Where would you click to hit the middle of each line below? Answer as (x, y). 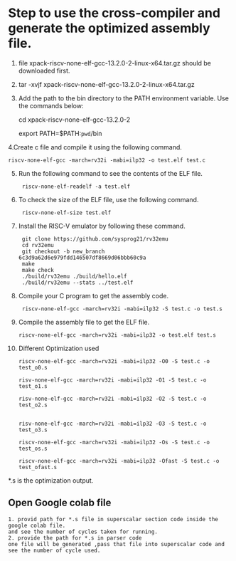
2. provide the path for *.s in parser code (75, 538)
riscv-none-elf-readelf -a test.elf (76, 187)
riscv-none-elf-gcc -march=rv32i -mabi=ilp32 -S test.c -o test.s (122, 309)
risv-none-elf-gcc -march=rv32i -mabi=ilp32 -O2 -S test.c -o (112, 399)
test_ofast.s (38, 467)
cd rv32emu (38, 245)
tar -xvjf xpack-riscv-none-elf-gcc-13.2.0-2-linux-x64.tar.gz (106, 84)
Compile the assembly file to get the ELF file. (84, 322)
